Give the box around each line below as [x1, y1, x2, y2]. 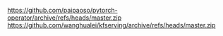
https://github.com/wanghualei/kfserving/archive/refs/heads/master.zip [7, 21, 216, 29]
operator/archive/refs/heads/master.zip [7, 13, 122, 22]
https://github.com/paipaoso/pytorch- [7, 6, 118, 14]
